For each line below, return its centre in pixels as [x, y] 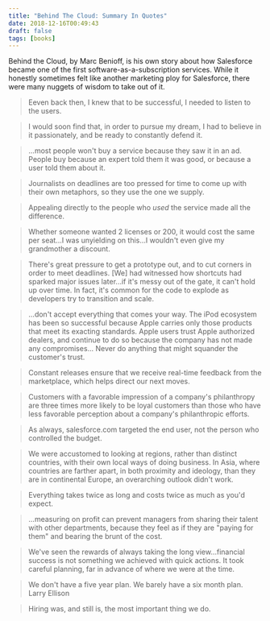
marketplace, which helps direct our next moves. [109, 381]
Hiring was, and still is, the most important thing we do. [119, 609]
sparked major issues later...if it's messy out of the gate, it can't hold [141, 282]
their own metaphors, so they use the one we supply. [116, 192]
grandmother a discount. [69, 249]
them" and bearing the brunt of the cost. [95, 536]
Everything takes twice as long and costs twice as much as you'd [137, 495]
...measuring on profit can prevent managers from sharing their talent [143, 520]
